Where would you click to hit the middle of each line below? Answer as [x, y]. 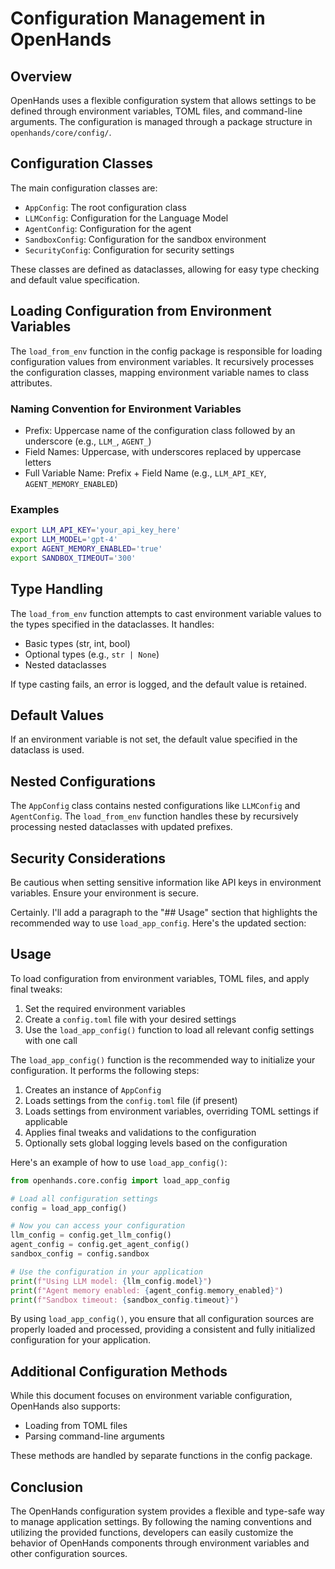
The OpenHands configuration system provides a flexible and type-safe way [167, 1511]
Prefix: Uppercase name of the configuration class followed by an [160, 430]
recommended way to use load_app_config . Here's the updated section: [158, 923]
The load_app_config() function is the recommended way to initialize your [163, 1059]
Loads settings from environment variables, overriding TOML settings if [171, 1111]
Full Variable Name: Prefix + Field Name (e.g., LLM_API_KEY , [145, 473]
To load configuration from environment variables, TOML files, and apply [160, 978]
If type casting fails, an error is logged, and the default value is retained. [158, 684]
